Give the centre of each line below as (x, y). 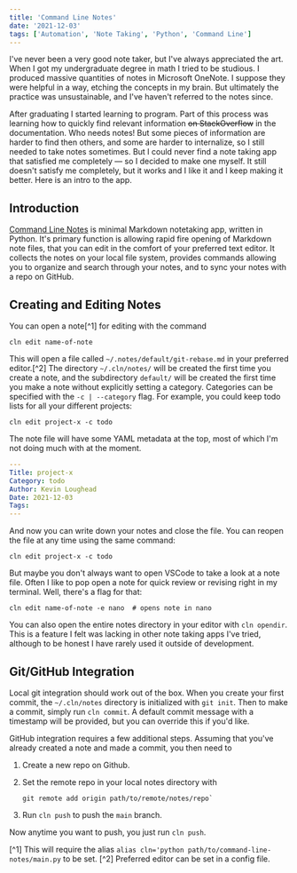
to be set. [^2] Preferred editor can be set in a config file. (167, 859)
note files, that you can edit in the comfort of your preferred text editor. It (142, 249)
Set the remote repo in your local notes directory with (119, 782)
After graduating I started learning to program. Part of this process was (139, 114)
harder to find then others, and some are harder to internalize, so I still (137, 142)
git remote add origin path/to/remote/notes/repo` (117, 798)
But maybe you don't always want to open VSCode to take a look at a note (145, 573)
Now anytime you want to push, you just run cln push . (108, 832)
